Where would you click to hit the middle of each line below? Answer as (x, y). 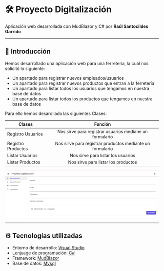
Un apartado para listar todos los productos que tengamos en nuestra (82, 99)
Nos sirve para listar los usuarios (103, 155)
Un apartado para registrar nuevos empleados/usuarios (68, 78)
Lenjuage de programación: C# (43, 253)
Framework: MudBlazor (36, 258)
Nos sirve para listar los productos (102, 162)
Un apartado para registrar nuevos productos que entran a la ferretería (83, 83)
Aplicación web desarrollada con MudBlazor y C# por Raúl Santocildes (77, 26)
